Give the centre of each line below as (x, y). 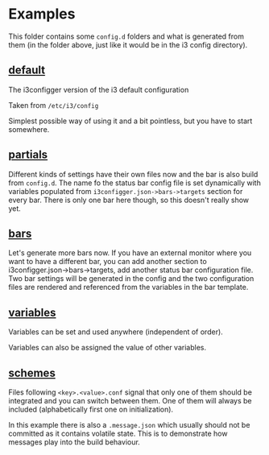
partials (28, 155)
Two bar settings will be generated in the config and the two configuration (131, 279)
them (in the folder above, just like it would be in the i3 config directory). (128, 44)
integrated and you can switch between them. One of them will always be (130, 401)
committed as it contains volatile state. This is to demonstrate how (118, 433)
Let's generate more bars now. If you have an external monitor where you (130, 253)
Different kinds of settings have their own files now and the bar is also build (133, 174)
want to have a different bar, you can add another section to (108, 262)
